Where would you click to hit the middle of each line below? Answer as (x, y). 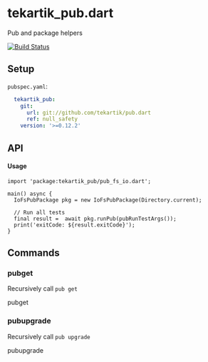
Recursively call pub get (43, 289)
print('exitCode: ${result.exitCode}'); (74, 225)
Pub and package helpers (45, 33)
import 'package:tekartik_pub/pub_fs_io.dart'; (79, 181)
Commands (34, 253)
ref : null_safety (52, 119)
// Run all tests (40, 212)
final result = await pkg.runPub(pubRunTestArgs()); (95, 219)
